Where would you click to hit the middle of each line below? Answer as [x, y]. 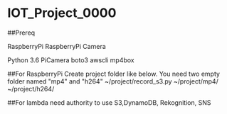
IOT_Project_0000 [62, 13]
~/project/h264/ [31, 89]
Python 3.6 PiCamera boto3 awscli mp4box [71, 60]
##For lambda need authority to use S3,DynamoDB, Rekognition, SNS [109, 102]
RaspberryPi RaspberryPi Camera [57, 46]
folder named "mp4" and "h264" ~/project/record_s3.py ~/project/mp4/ [113, 81]
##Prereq [21, 33]
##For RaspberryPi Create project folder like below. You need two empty [114, 74]
